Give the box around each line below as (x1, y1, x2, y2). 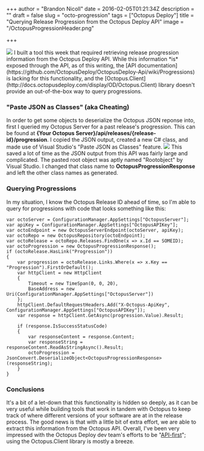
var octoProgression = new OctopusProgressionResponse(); (6, 243, 157, 249)
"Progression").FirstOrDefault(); (6, 264, 94, 270)
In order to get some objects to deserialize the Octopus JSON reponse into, (6, 117, 195, 124)
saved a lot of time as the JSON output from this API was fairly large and (6, 150, 188, 157)
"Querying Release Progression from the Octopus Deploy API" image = (6, 18, 185, 25)
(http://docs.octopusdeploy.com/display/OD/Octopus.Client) (6, 82, 157, 88)
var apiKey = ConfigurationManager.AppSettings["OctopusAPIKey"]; (6, 222, 178, 228)
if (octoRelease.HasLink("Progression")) (6, 248, 113, 254)
